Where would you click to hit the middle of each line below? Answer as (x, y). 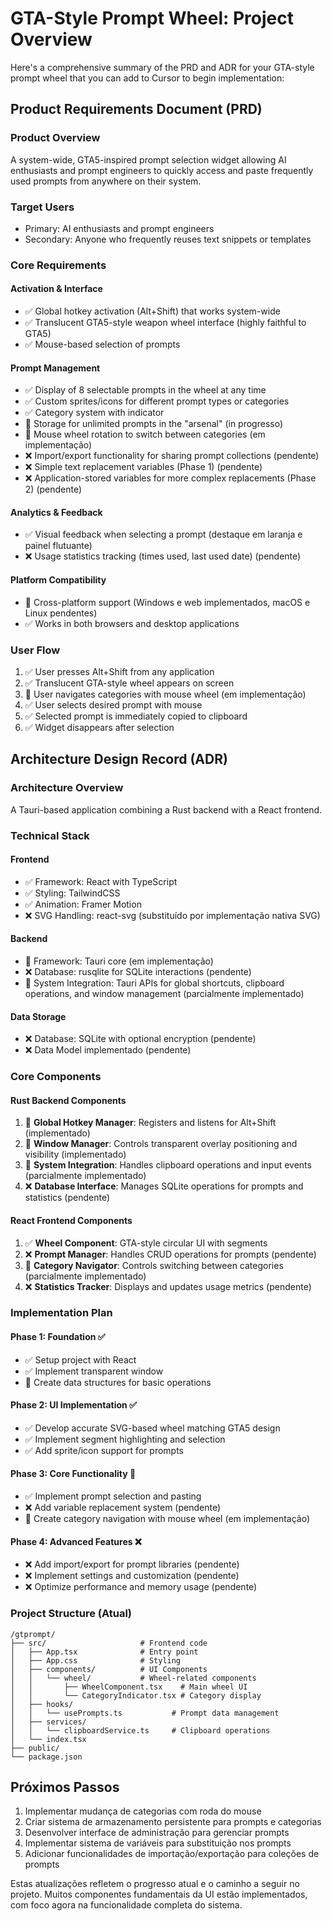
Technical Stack (50, 835)
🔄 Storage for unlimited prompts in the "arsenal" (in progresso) (154, 424)
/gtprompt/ (33, 1634)
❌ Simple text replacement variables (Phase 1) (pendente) (143, 467)
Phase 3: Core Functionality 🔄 (73, 1474)
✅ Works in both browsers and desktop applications (132, 623)
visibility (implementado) (75, 1154)
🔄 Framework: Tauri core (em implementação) (119, 961)
